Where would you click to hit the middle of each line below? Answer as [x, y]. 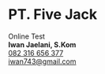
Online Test [27, 36]
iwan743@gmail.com [42, 61]
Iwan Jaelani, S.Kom [42, 44]
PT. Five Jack [52, 15]
